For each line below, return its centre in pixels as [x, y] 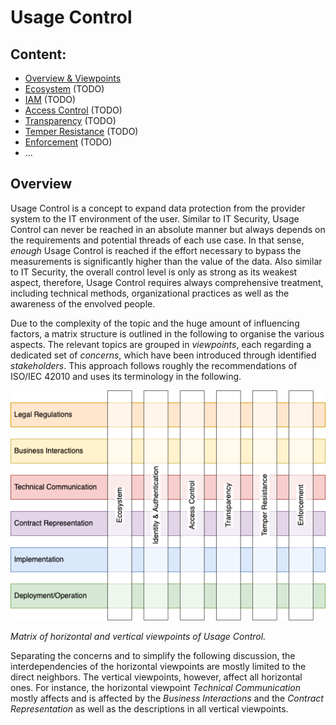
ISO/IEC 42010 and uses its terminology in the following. [126, 376]
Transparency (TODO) [70, 120]
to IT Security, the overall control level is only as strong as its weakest [154, 272]
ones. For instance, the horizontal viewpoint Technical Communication [155, 688]
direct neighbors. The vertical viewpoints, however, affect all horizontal [156, 677]
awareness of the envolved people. [83, 303]
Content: [38, 54]
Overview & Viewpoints [73, 78]
